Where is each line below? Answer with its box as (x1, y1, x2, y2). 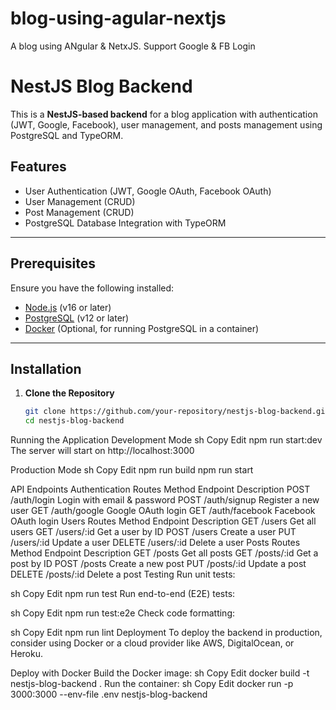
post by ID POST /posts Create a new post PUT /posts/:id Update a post (10, 558, 307, 570)
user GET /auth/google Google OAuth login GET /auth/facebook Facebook (10, 505, 316, 517)
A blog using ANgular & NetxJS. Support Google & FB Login (10, 40, 256, 52)
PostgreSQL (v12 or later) (24, 312, 130, 324)
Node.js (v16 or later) (24, 301, 112, 313)
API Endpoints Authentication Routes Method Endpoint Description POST (10, 483, 311, 496)
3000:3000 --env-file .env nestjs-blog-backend (10, 688, 208, 701)
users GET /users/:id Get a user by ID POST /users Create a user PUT (10, 526, 297, 538)
